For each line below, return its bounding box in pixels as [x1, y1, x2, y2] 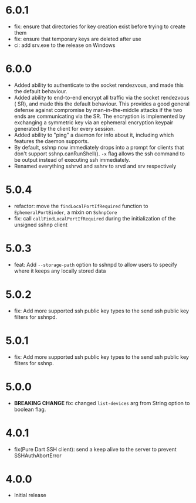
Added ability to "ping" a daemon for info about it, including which [13, 131, 174, 138]
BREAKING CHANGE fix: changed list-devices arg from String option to [13, 399, 190, 406]
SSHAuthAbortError [13, 452, 62, 459]
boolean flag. [13, 406, 46, 413]
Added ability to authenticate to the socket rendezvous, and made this [13, 81, 184, 89]
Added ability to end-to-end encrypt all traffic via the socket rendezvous [13, 94, 190, 101]
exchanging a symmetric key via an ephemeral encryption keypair [13, 118, 174, 126]
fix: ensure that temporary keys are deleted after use [13, 35, 141, 42]
